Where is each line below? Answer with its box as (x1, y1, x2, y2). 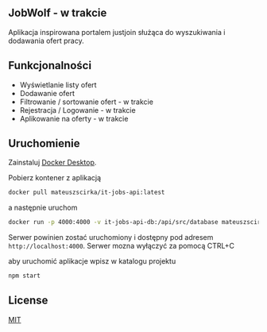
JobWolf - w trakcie (8, 6, 107, 20)
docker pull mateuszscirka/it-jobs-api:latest (8, 188, 165, 197)
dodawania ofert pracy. (8, 36, 85, 45)
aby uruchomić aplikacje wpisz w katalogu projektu (8, 257, 176, 266)
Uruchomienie (8, 137, 80, 150)
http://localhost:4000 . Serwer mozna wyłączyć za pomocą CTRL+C (8, 241, 234, 251)
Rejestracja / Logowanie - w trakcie (19, 105, 137, 114)
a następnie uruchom (8, 203, 78, 213)
